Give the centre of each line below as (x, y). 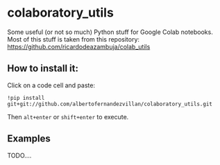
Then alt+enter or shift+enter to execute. (68, 116)
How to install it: (43, 68)
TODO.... (19, 155)
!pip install (26, 98)
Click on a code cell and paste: (51, 85)
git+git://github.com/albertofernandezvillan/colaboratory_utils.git (110, 104)
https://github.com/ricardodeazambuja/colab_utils (79, 46)
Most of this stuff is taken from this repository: (74, 39)
